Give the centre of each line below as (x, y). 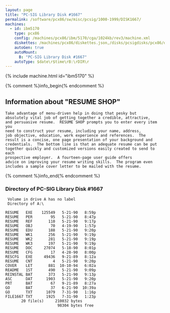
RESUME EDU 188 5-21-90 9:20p (51, 231)
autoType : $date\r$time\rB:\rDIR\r (52, 62)
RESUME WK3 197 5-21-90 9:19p (51, 244)
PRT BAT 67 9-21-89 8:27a (51, 284)
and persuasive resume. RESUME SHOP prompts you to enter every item (81, 122)
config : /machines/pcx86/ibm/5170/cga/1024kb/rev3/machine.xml (82, 38)
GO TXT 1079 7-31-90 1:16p (51, 292)
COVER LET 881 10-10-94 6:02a (51, 266)
